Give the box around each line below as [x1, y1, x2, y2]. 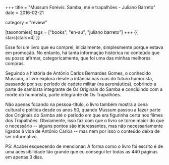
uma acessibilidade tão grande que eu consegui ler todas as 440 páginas [5, 149, 158, 154]
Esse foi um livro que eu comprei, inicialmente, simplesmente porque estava [5, 44, 163, 50]
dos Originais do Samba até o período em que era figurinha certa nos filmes [5, 112, 163, 118]
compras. [5, 61, 25, 66]
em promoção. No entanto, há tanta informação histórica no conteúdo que [5, 50, 160, 56]
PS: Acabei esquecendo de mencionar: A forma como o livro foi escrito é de [5, 143, 163, 149]
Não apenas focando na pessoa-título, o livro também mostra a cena [5, 101, 148, 107]
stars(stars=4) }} [5, 35, 40, 40]
